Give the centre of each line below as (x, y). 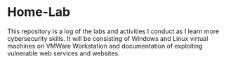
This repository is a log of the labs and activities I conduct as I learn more (113, 31)
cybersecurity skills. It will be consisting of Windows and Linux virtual (108, 38)
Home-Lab (39, 12)
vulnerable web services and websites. (64, 53)
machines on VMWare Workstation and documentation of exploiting (105, 46)
